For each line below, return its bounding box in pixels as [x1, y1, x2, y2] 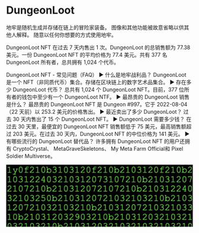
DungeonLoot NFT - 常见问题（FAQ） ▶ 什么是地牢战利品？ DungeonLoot [6, 71, 187, 78]
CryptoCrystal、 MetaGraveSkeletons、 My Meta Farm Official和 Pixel [12, 145, 184, 152]
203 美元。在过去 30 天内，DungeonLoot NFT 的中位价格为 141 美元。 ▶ [12, 130, 190, 137]
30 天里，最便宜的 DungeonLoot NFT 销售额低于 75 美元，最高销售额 [17, 122, 187, 130]
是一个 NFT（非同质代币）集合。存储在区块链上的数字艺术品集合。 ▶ [6, 78, 175, 86]
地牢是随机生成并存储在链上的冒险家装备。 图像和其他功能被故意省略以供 [6, 24, 184, 31]
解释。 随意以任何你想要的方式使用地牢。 [16, 31, 117, 38]
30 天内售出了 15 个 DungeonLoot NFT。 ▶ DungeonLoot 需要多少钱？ [12, 115, 185, 122]
